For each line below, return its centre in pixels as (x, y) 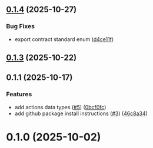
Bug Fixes (21, 26)
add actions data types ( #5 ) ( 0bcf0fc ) (60, 107)
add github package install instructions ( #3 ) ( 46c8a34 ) (81, 113)
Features (19, 95)
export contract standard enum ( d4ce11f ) (64, 39)
